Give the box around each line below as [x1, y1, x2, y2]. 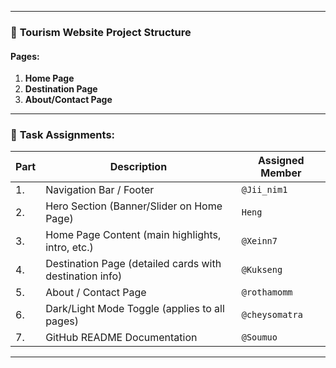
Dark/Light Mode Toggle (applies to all [45, 302, 225, 316]
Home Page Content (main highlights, [45, 228, 222, 242]
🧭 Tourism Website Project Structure [10, 25, 192, 39]
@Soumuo [241, 332, 278, 343]
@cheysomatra [241, 309, 303, 321]
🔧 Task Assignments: [10, 128, 116, 142]
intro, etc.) [45, 241, 94, 255]
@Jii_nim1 [241, 184, 288, 196]
